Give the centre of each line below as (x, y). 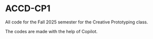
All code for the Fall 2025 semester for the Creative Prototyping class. (76, 22)
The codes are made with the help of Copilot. (51, 31)
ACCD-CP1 (28, 9)
